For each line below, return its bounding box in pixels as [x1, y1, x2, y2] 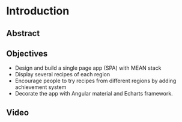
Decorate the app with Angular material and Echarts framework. [14, 90, 173, 97]
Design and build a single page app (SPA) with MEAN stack [14, 64, 162, 72]
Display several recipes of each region [14, 71, 110, 78]
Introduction [6, 4, 70, 18]
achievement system [14, 84, 67, 91]
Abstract [6, 28, 40, 38]
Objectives [6, 48, 48, 58]
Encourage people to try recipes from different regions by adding [14, 77, 177, 85]
